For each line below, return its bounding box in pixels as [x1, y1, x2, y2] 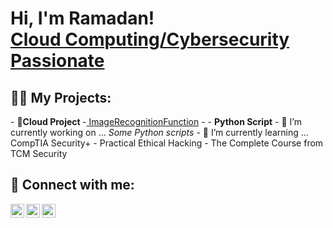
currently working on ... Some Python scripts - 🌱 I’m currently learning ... [10, 127, 309, 138]
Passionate [10, 50, 105, 72]
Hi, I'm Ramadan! [10, 7, 155, 30]
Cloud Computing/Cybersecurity [10, 28, 290, 51]
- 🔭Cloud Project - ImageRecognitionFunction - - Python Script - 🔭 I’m [10, 116, 302, 127]
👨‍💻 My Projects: [10, 89, 112, 106]
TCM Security [10, 148, 68, 159]
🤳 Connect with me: [10, 177, 135, 194]
